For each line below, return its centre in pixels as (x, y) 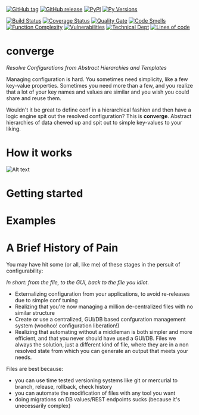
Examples (31, 221)
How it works (39, 153)
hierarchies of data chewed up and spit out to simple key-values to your (94, 122)
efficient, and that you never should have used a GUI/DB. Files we (95, 338)
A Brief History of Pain (62, 248)
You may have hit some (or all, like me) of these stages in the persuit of (93, 265)
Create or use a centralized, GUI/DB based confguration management (100, 320)
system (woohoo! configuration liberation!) (67, 326)
